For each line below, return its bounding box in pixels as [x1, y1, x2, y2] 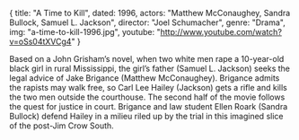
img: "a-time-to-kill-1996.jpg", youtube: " [9, 27, 161, 37]
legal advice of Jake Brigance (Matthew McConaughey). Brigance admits [9, 73, 280, 83]
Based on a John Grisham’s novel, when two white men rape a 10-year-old [9, 54, 285, 64]
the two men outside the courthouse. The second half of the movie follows [9, 92, 286, 102]
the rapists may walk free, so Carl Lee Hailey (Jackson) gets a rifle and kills [9, 83, 287, 92]
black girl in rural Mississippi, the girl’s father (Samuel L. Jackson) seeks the [9, 63, 290, 74]
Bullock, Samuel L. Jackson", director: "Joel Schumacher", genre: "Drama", [9, 17, 286, 28]
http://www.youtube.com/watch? [160, 27, 283, 37]
